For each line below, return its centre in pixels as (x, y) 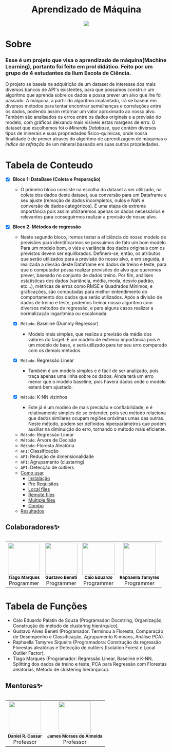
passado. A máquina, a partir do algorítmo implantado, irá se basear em (81, 101)
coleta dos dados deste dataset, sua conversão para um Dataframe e (93, 195)
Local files (39, 489)
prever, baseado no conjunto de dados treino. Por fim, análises (87, 276)
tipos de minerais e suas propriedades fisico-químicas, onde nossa (76, 133)
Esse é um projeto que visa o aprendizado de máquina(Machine (86, 60)
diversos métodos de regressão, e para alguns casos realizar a (87, 308)
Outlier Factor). (29, 653)
